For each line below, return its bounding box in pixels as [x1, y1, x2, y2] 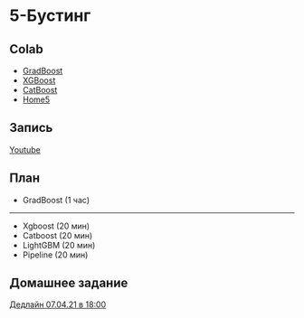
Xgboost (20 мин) [22, 220, 90, 231]
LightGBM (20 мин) [22, 239, 96, 250]
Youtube [9, 144, 41, 154]
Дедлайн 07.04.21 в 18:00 [9, 299, 107, 310]
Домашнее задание [9, 276, 128, 291]
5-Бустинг [9, 5, 91, 26]
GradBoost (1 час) [22, 194, 90, 205]
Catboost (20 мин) [22, 229, 93, 240]
